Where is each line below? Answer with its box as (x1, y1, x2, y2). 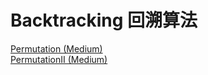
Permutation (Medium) (10, 42, 103, 55)
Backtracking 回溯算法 (10, 9, 198, 32)
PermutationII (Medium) (10, 53, 108, 65)
